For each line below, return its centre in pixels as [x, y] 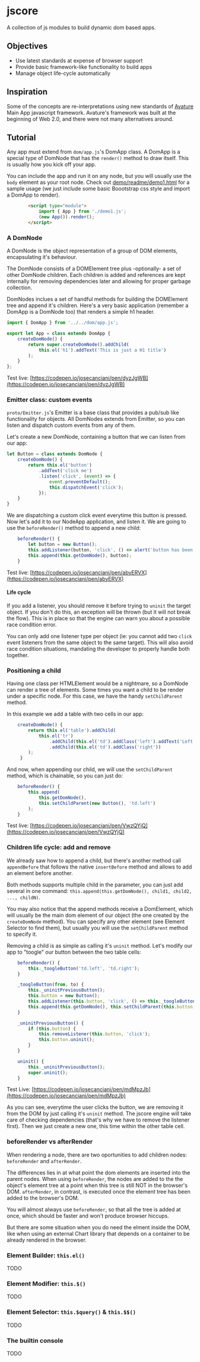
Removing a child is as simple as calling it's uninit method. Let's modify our [100, 945]
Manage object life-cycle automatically [63, 73]
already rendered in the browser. [47, 1240]
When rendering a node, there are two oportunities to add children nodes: [97, 1155]
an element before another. [40, 873]
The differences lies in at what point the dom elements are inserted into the [99, 1172]
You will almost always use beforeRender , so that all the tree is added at [94, 1209]
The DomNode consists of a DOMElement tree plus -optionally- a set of [94, 268]
